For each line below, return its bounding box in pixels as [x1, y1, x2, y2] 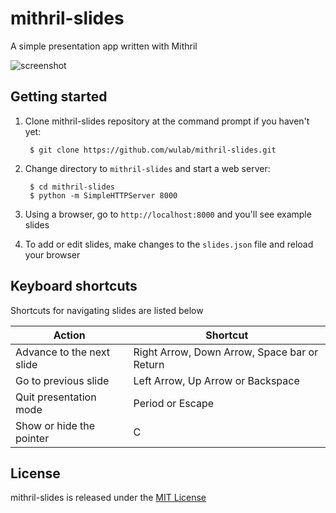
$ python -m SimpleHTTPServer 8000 [29, 190, 178, 201]
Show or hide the [15, 418, 96, 432]
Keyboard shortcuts [10, 278, 138, 295]
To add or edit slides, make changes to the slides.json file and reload [24, 238, 314, 250]
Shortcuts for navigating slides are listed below [10, 304, 204, 316]
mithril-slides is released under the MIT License [10, 492, 207, 504]
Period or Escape [133, 396, 215, 410]
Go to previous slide [15, 373, 110, 387]
